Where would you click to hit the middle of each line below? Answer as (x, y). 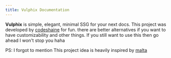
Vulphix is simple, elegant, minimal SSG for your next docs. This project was (86, 24)
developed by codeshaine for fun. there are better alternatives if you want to (86, 30)
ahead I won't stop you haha (35, 40)
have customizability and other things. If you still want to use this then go (82, 35)
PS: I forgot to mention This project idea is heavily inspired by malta (76, 50)
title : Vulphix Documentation (38, 10)
